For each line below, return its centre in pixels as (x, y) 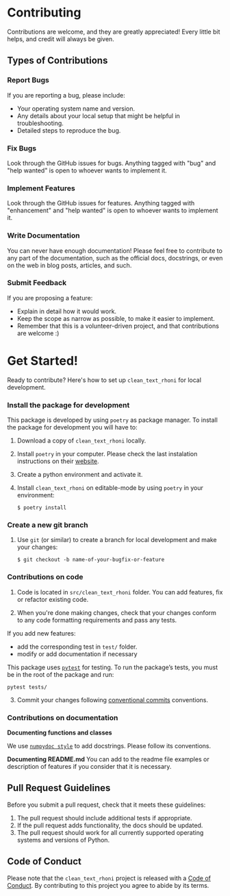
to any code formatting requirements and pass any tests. (97, 620)
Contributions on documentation (63, 717)
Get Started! (43, 361)
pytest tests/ (27, 687)
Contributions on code (45, 577)
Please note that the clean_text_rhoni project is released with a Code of (109, 878)
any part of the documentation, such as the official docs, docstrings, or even (115, 258)
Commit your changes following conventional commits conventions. (113, 699)
